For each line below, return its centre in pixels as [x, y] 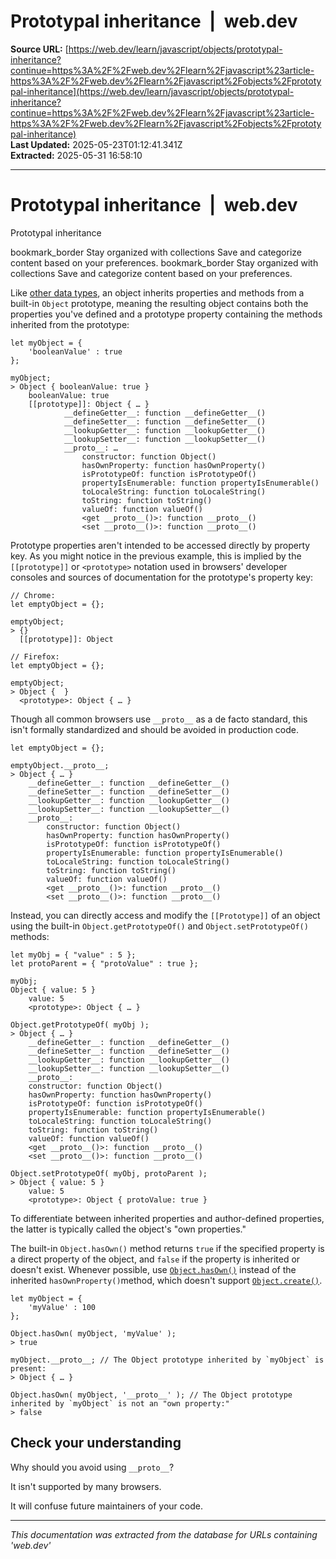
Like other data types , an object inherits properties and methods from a [157, 292]
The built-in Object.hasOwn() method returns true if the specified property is [167, 1248]
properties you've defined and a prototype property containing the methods [166, 314]
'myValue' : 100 [62, 1307]
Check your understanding [96, 1443]
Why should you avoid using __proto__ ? [92, 1467]
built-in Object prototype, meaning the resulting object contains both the [159, 303]
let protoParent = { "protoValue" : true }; [104, 963]
